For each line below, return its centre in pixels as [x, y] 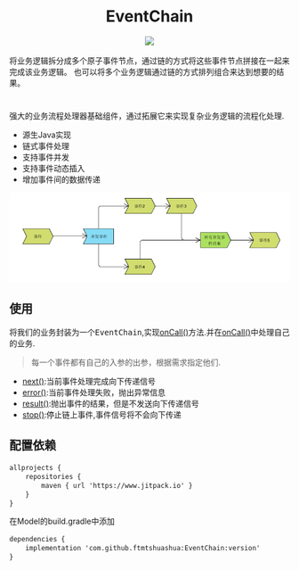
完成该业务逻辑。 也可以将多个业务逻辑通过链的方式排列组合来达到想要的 [143, 71]
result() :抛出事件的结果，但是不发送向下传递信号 [111, 403]
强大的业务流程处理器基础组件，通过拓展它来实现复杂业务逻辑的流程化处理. [147, 116]
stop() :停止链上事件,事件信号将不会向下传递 [101, 414]
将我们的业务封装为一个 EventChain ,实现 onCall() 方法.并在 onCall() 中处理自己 [149, 332]
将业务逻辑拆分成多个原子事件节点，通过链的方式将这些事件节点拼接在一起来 [149, 61]
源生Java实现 [47, 135]
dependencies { [37, 539]
